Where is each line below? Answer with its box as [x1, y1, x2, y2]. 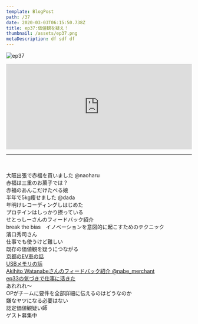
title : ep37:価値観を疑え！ [6, 25, 69, 31]
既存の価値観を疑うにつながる [6, 246, 78, 252]
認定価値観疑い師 [6, 305, 48, 311]
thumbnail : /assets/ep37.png [6, 31, 78, 37]
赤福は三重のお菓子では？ [6, 179, 68, 186]
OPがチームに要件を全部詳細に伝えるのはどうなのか [6, 290, 132, 296]
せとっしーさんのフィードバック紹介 [6, 216, 94, 223]
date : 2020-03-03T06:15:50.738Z [6, 19, 85, 25]
